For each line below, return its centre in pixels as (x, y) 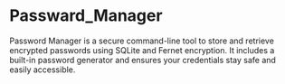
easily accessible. (43, 70)
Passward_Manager (86, 16)
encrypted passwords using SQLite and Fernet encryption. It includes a (142, 50)
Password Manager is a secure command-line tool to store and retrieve (142, 41)
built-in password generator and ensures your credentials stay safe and (142, 60)
